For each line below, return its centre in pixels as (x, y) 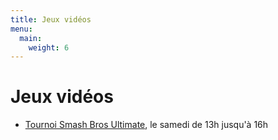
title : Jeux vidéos (51, 19)
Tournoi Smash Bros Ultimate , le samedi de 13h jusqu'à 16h (146, 125)
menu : (21, 29)
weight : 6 (49, 47)
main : (31, 38)
